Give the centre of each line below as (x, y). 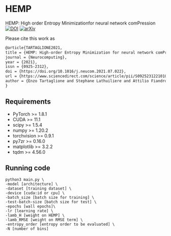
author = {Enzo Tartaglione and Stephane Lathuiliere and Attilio (77, 81)
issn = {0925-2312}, (27, 67)
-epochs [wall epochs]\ (31, 207)
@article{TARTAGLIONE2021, (34, 48)
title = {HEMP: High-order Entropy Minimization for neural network (79, 52)
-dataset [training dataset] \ (38, 189)
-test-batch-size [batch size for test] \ (51, 202)
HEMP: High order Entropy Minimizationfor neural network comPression (80, 23)
